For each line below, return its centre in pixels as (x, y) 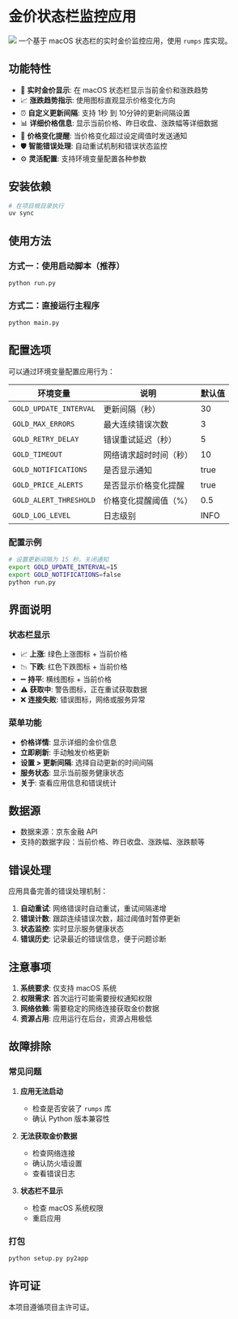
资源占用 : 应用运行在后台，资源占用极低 (86, 1019)
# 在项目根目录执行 (36, 206)
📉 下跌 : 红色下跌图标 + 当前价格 (74, 666)
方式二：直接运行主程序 (54, 306)
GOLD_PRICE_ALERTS (48, 485)
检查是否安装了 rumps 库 (72, 1108)
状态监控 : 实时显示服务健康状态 (72, 929)
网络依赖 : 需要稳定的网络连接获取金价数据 (89, 1009)
